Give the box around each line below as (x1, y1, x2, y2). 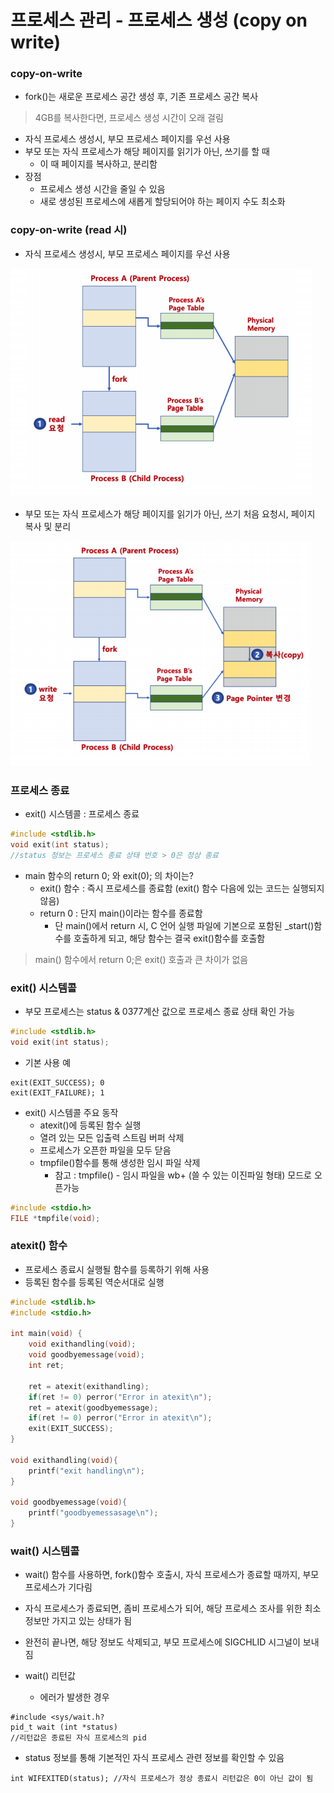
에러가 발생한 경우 (39, 1691, 110, 1703)
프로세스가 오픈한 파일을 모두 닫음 (39, 1144, 172, 1156)
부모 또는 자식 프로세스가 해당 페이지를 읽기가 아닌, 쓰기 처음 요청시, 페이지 (24, 507, 316, 520)
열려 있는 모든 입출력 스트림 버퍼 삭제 (39, 1131, 185, 1143)
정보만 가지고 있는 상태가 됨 (24, 1615, 133, 1627)
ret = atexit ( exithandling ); (28, 1381, 150, 1391)
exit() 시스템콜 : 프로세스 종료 (24, 808, 140, 820)
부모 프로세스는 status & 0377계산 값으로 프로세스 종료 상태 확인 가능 (24, 1006, 296, 1017)
